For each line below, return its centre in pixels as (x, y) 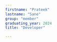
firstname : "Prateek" (28, 10)
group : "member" (22, 19)
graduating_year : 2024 (28, 23)
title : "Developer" (25, 28)
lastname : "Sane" (23, 14)
